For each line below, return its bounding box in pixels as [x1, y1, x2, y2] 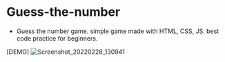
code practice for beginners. [16, 34, 98, 42]
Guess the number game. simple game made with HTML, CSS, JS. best [16, 27, 219, 35]
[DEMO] [6, 48, 30, 56]
